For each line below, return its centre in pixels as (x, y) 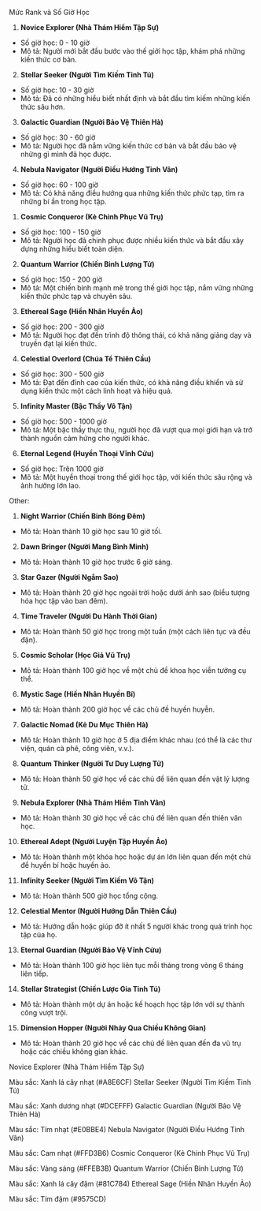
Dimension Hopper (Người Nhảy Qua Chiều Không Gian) (113, 1028)
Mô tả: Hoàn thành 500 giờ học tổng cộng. (89, 896)
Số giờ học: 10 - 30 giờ (57, 90)
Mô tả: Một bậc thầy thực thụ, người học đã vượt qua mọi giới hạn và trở (136, 430)
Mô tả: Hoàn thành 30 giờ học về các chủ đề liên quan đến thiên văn (131, 818)
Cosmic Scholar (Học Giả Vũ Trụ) (75, 655)
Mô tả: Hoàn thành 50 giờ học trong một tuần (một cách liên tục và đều (135, 632)
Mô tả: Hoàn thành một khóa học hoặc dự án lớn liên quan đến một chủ (136, 857)
